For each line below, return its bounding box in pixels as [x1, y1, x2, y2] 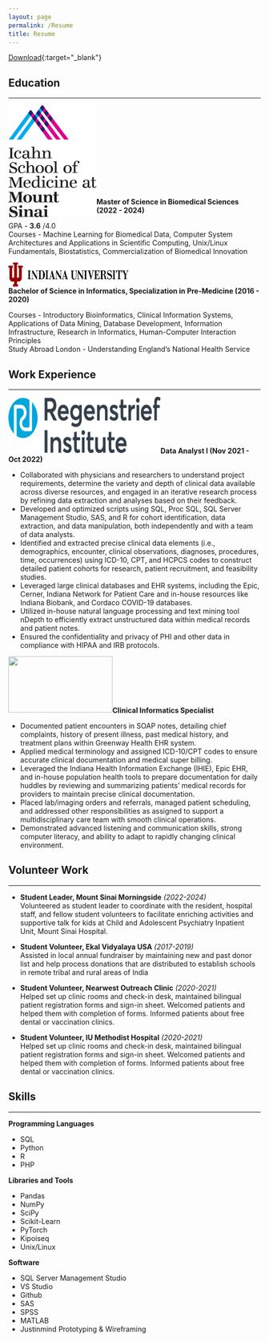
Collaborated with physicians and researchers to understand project [19, 470, 245, 479]
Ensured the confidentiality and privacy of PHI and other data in [19, 632, 230, 641]
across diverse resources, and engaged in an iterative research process [19, 487, 258, 496]
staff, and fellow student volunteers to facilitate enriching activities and [19, 909, 254, 919]
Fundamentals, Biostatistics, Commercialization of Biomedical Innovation [8, 247, 248, 257]
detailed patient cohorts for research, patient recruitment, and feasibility [19, 564, 258, 573]
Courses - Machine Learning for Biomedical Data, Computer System [8, 229, 234, 240]
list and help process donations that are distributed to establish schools [19, 959, 256, 968]
